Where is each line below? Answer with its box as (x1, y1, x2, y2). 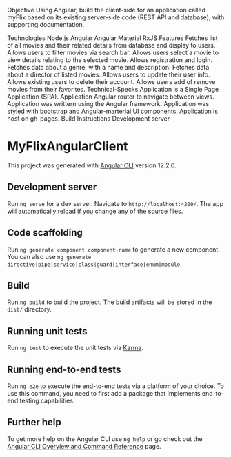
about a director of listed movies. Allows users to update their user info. (7, 70, 210, 79)
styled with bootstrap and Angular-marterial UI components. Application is (7, 107, 219, 115)
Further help (7, 416, 62, 428)
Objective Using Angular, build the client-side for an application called (7, 6, 205, 14)
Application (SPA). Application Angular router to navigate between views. (7, 92, 215, 101)
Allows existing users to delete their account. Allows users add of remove (7, 78, 216, 85)
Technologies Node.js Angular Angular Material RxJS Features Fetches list (7, 34, 218, 42)
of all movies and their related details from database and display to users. (7, 41, 216, 49)
